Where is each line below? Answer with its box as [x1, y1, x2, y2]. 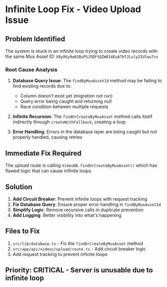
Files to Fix [5, 227, 40, 236]
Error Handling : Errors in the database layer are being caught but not [12, 129, 157, 135]
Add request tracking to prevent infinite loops [12, 251, 108, 257]
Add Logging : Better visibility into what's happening [12, 212, 122, 218]
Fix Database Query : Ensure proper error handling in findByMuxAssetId [12, 201, 161, 207]
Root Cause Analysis [5, 66, 58, 73]
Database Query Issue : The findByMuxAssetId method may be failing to [12, 78, 162, 84]
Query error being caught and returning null [20, 98, 112, 105]
